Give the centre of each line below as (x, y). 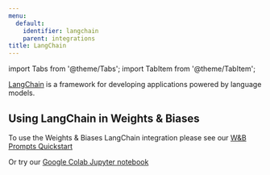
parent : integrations (59, 38)
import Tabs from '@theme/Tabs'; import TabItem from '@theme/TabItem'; (132, 69)
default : (30, 23)
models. (22, 93)
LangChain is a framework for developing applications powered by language (135, 85)
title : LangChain (37, 46)
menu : (17, 16)
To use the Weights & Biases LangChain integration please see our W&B (128, 137)
